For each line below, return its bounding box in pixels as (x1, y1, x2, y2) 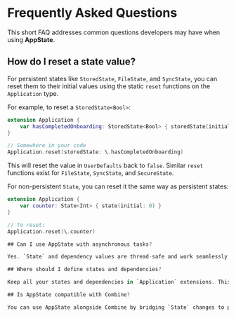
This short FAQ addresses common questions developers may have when (7, 28, 221, 36)
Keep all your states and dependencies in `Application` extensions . (7, 279, 216, 286)
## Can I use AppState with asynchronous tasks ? (7, 240, 152, 248)
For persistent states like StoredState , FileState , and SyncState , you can (7, 74, 218, 83)
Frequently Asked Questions (7, 5, 178, 21)
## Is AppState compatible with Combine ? (7, 291, 131, 298)
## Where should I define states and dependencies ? (7, 266, 162, 273)
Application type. (7, 89, 59, 97)
